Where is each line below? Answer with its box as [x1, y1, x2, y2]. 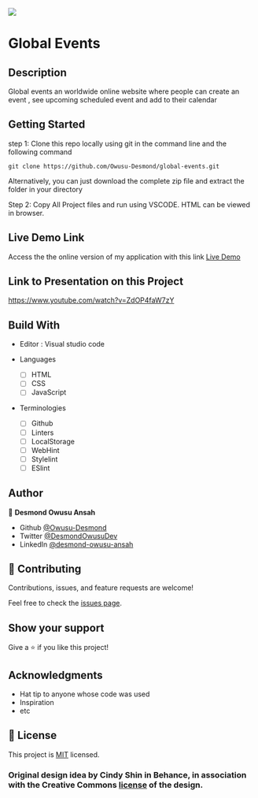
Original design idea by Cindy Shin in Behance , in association [8, 769, 247, 780]
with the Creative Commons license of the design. [8, 779, 203, 790]
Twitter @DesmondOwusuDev [19, 531, 118, 540]
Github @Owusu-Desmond [19, 522, 107, 532]
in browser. [8, 208, 45, 217]
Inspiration [19, 698, 54, 707]
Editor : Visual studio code [19, 340, 105, 349]
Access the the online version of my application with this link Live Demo [8, 252, 241, 262]
